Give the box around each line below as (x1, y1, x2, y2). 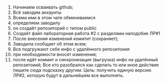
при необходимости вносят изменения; (12, 51, 97, 57)
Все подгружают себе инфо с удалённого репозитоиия (12, 46, 130, 52)
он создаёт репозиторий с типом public (12, 25, 97, 31)
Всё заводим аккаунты (12, 9, 61, 15)
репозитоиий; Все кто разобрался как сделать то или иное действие (12, 62, 159, 68)
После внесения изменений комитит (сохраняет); (12, 36, 119, 41)
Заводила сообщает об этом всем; (12, 41, 87, 46)
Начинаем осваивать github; (12, 4, 74, 10)
